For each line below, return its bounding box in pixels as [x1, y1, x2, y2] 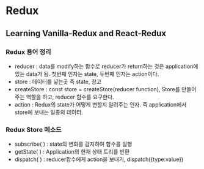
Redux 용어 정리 [5, 47, 51, 56]
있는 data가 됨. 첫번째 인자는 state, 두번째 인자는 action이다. [14, 70, 159, 77]
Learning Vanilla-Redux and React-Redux [5, 28, 166, 39]
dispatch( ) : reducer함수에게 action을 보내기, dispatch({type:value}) [14, 156, 184, 163]
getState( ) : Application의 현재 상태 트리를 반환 [14, 148, 130, 156]
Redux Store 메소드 [5, 125, 62, 133]
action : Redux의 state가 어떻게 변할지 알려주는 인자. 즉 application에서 [14, 100, 187, 108]
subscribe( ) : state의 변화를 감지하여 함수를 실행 [14, 140, 133, 148]
